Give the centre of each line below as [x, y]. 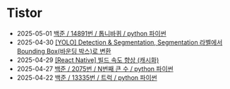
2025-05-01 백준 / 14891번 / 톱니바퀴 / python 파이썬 [91, 33]
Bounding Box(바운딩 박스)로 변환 [64, 51]
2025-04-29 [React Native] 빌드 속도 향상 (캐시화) [88, 60]
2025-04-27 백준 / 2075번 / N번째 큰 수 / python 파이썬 [95, 69]
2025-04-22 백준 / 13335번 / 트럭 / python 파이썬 [87, 77]
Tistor [25, 13]
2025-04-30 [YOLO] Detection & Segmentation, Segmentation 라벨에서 [120, 42]
